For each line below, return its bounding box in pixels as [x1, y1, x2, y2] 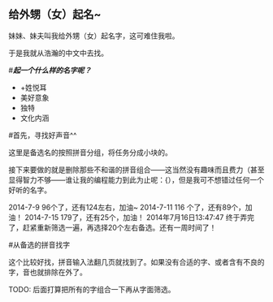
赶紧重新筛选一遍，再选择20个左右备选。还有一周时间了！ [22, 222, 217, 232]
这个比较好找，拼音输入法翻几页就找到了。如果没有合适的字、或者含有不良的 [8, 257, 265, 266]
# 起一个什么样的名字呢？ [8, 65, 92, 75]
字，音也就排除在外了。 [8, 267, 87, 277]
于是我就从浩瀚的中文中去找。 [8, 48, 108, 58]
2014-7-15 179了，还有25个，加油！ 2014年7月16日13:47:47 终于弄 [24, 212, 248, 222]
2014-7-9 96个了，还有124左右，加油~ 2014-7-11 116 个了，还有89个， [8, 202, 246, 212]
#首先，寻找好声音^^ [8, 130, 77, 140]
